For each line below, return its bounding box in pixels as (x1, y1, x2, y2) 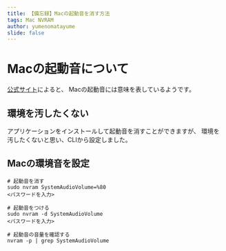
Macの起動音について (7, 61, 129, 77)
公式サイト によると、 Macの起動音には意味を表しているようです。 (7, 86, 195, 94)
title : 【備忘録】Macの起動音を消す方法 (7, 10, 110, 17)
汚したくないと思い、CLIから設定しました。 (7, 136, 132, 143)
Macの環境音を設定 (7, 158, 90, 170)
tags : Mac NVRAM (7, 17, 54, 23)
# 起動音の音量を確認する (7, 231, 70, 238)
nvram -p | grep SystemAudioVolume (7, 237, 110, 244)
